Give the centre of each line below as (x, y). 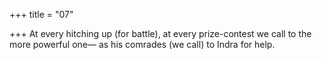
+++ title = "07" (41, 14)
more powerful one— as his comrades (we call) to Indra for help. (142, 44)
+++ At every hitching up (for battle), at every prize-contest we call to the (160, 33)
